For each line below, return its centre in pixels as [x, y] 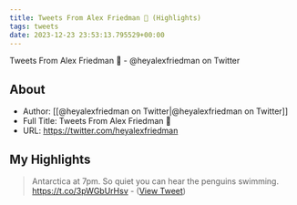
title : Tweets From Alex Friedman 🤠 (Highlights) [106, 18]
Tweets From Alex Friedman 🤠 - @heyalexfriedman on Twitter [125, 61]
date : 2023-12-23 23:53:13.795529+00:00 [87, 35]
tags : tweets [34, 26]
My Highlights [50, 159]
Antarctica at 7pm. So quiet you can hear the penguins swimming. [155, 181]
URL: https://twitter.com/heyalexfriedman [100, 131]
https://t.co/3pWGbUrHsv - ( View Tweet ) [109, 191]
